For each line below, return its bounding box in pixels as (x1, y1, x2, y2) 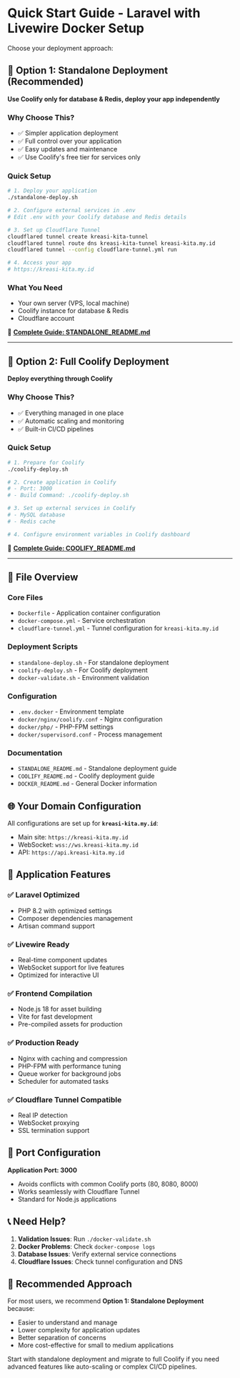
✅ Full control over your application (17, 137, 122, 146)
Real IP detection (17, 1111, 68, 1119)
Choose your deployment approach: (7, 44, 114, 52)
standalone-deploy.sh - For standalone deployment (17, 658, 169, 666)
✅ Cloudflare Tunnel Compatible (7, 1094, 122, 1104)
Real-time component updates (17, 956, 108, 964)
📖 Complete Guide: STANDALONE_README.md (7, 328, 151, 336)
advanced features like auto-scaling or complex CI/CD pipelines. (7, 1362, 198, 1371)
